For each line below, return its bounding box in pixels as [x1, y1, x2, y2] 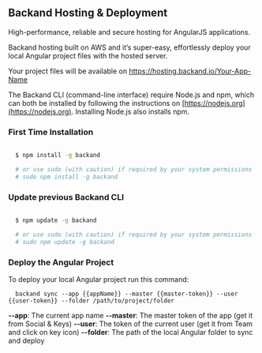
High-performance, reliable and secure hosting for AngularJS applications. [8, 27, 251, 36]
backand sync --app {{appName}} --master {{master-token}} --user [15, 290, 238, 298]
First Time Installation [8, 126, 94, 137]
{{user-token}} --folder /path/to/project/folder [8, 296, 175, 305]
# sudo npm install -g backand [15, 173, 118, 181]
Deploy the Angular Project [8, 257, 114, 268]
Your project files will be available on [8, 66, 128, 76]
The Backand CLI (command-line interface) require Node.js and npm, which [8, 90, 255, 100]
